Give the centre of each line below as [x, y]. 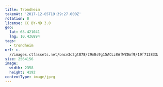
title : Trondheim [23, 9]
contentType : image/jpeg [30, 77]
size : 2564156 [19, 59]
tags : [10, 41]
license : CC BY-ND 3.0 [28, 23]
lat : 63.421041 [25, 32]
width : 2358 [22, 68]
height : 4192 [23, 72]
